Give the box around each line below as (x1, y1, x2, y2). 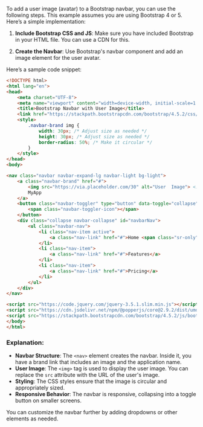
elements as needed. (6, 415, 59, 422)
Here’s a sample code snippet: (6, 66, 82, 73)
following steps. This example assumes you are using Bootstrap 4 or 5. (6, 11, 182, 19)
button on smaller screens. (14, 397, 82, 404)
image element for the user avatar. (14, 54, 101, 61)
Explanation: (6, 338, 44, 347)
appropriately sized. (14, 384, 65, 391)
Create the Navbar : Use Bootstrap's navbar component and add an (14, 48, 183, 55)
